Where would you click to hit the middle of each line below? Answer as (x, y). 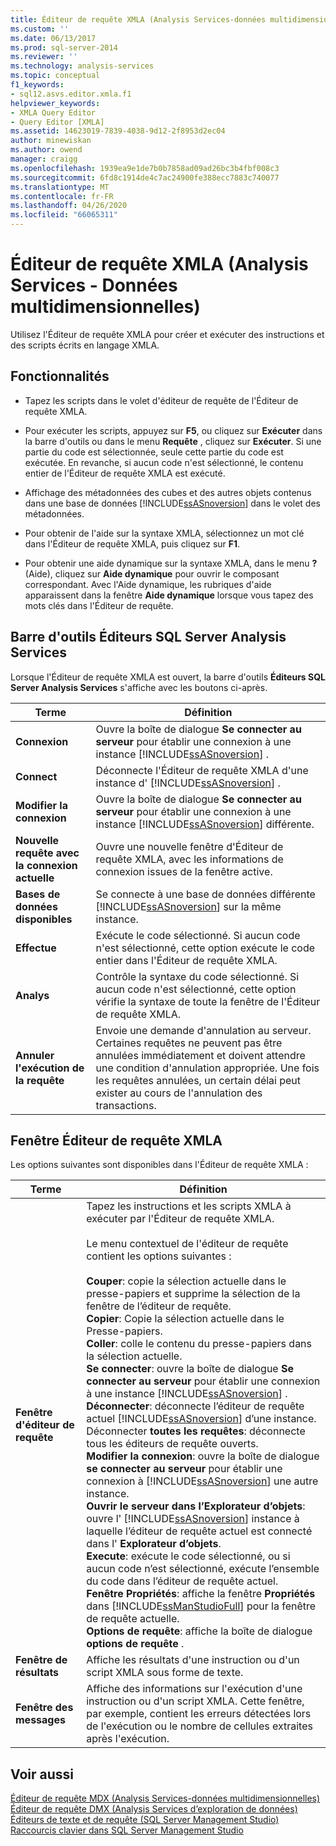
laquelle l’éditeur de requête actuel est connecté (199, 1531)
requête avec (47, 853)
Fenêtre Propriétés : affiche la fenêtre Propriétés (201, 1594)
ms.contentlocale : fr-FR (62, 196)
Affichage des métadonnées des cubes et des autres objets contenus (168, 492)
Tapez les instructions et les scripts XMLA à (189, 1206)
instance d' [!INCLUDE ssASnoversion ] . (188, 783)
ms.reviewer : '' (44, 57)
